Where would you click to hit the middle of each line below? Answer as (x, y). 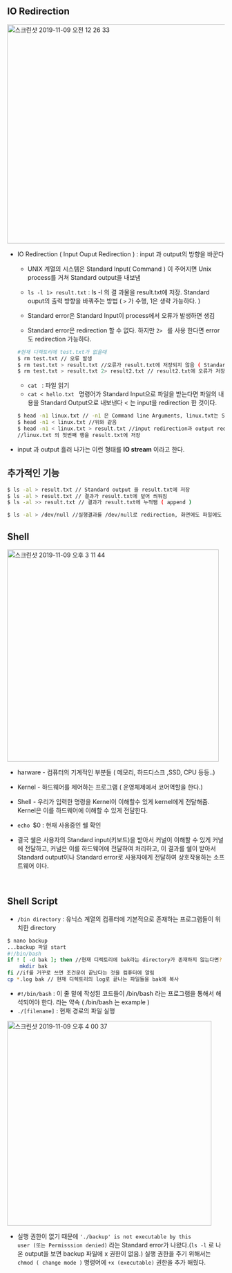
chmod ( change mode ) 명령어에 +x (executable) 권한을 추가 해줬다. (111, 1262)
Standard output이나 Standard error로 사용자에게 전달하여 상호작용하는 (114, 857)
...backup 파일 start (37, 947)
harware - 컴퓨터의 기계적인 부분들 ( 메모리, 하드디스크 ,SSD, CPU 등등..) (116, 772)
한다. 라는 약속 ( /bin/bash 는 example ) (95, 1002)
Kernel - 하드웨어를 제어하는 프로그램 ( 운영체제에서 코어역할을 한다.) (110, 787)
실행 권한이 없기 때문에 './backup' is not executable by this (104, 1236)
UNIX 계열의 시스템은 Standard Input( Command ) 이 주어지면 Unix (119, 269)
